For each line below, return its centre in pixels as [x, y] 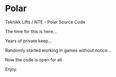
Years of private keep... [29, 41]
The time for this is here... [31, 31]
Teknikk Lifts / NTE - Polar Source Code [45, 22]
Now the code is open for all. [34, 59]
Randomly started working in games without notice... [58, 50]
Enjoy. [11, 69]
